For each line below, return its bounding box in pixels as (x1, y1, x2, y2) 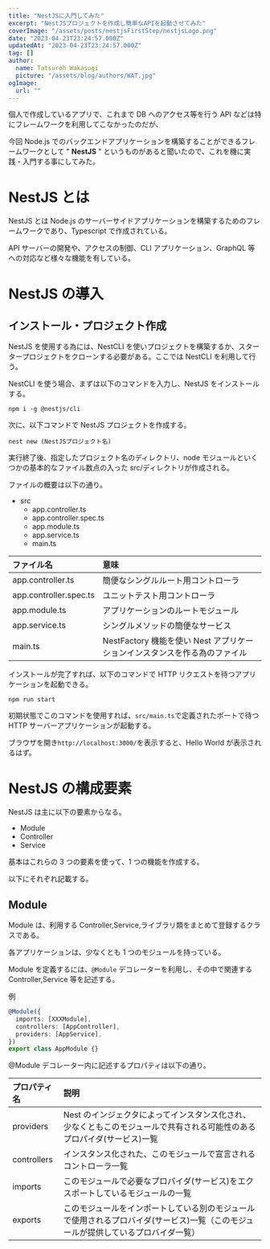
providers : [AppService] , (15, 1030, 103, 1038)
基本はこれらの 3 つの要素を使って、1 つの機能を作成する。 (8, 857, 204, 867)
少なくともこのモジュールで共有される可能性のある (63, 1121, 256, 1132)
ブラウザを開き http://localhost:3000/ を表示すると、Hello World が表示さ (8, 737, 255, 748)
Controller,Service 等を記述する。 (8, 975, 120, 984)
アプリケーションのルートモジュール (102, 605, 239, 616)
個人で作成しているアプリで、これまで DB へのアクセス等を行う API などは (8, 109, 255, 119)
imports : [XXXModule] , (15, 1015, 92, 1023)
